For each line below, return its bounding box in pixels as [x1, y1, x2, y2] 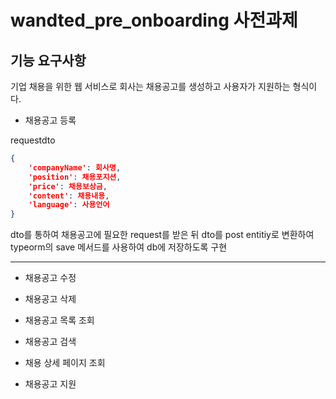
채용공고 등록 [24, 114, 77, 126]
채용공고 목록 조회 [24, 314, 95, 326]
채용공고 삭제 [24, 293, 77, 305]
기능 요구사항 [10, 52, 87, 69]
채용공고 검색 [24, 336, 77, 348]
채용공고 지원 [24, 378, 77, 390]
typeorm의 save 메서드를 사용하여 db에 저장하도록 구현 [10, 241, 228, 253]
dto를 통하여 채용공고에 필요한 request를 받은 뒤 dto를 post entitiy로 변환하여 [10, 229, 315, 241]
